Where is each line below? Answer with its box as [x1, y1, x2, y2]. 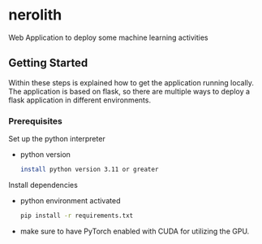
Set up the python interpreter [8, 134, 105, 144]
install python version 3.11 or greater [19, 165, 159, 174]
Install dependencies [8, 180, 79, 190]
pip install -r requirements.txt [19, 211, 134, 220]
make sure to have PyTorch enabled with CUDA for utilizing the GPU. [19, 226, 250, 236]
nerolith [8, 6, 62, 24]
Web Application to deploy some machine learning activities [8, 33, 208, 42]
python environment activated [19, 195, 121, 205]
